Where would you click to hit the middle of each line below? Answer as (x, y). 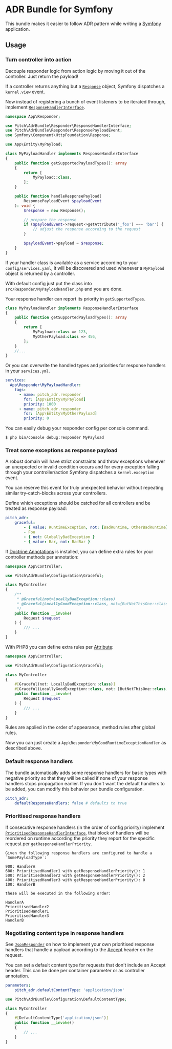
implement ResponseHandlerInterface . (45, 107)
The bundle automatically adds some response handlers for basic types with (86, 773)
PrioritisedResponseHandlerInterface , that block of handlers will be (77, 832)
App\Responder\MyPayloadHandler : (46, 385)
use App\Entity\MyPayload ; (34, 144)
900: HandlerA (20, 866)
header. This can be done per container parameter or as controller (75, 971)
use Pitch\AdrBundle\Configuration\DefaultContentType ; (66, 999)
